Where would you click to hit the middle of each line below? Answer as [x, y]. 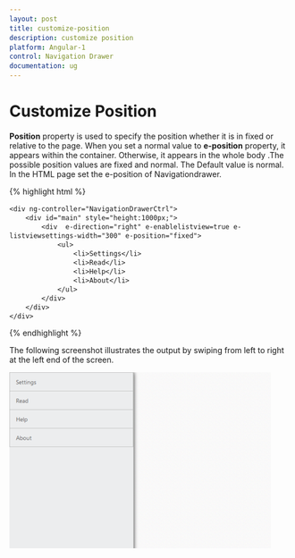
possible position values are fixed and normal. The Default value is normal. [147, 165]
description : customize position [72, 38]
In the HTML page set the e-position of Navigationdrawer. [115, 173]
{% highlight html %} [48, 191]
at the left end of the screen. [62, 359]
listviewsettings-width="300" [66, 236]
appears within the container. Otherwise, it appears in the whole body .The [147, 155]
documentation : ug [43, 66]
